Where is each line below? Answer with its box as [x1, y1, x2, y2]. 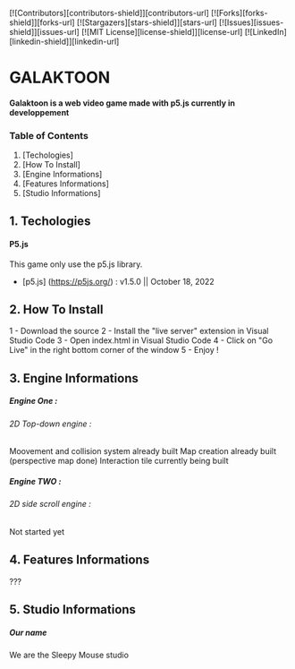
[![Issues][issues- [218, 17, 284, 28]
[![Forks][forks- [211, 8, 268, 18]
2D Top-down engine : [9, 418, 92, 429]
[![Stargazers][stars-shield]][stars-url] [76, 17, 217, 28]
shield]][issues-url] [9, 27, 80, 37]
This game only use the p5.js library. [9, 259, 143, 270]
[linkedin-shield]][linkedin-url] [9, 36, 120, 47]
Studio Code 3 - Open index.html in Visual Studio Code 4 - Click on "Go [9, 335, 274, 346]
